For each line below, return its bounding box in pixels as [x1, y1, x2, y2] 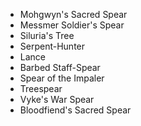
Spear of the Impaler [19, 72, 105, 84]
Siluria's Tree [19, 30, 75, 41]
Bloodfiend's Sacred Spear [19, 104, 132, 116]
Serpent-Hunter [19, 40, 86, 52]
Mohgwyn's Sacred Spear [19, 9, 128, 20]
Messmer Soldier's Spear [19, 19, 125, 31]
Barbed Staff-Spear [19, 62, 101, 73]
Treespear [19, 83, 63, 94]
